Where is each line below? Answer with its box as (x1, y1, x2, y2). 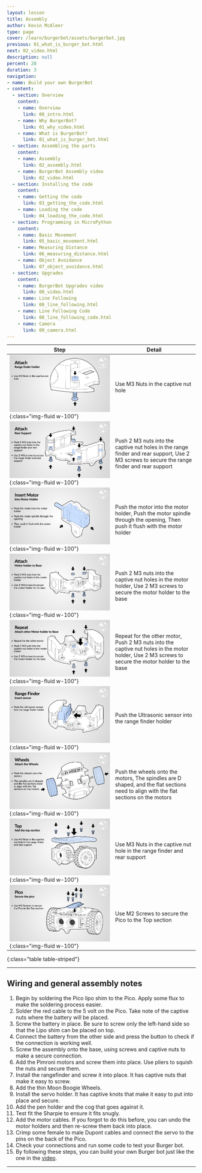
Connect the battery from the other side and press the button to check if (15, 1033, 194, 1040)
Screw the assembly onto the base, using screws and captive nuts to (15, 1045, 186, 1053)
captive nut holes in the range (114, 443, 188, 451)
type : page (7, 29, 34, 35)
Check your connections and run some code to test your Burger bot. (15, 1141, 185, 1149)
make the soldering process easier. (15, 1001, 102, 1008)
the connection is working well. (15, 1039, 93, 1047)
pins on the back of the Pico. (15, 1135, 87, 1142)
